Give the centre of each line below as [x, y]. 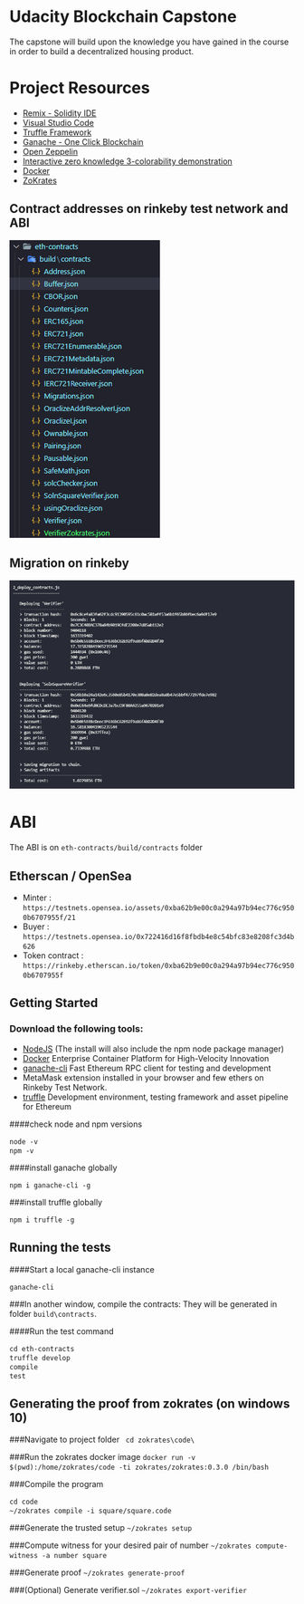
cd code [24, 1502]
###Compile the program [57, 1484]
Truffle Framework [57, 132]
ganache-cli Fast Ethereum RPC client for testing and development [147, 1068]
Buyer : [36, 927]
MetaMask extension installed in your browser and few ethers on [143, 1077]
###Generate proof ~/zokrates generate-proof [97, 1572]
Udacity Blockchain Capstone [123, 17]
